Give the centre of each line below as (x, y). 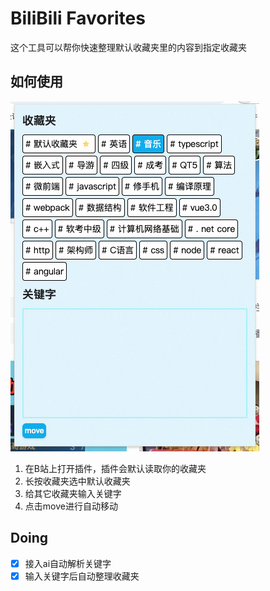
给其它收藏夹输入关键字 (73, 493)
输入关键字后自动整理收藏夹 (82, 576)
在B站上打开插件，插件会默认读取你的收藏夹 (115, 468)
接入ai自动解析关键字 (68, 563)
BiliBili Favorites (78, 18)
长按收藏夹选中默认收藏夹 (77, 481)
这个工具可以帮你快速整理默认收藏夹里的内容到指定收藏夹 (128, 47)
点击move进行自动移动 (71, 506)
